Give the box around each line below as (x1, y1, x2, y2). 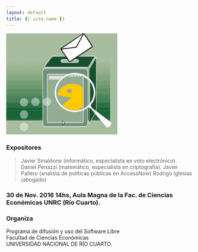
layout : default (6, 10, 46, 15)
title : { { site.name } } (6, 15, 65, 22)
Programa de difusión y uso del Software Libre (6, 228, 120, 235)
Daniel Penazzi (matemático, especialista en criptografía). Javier (20, 163, 178, 171)
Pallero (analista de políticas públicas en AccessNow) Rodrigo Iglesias (20, 169, 193, 177)
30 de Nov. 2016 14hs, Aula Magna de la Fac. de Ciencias (6, 191, 173, 199)
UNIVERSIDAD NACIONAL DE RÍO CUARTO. (6, 241, 113, 248)
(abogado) (20, 176, 47, 183)
